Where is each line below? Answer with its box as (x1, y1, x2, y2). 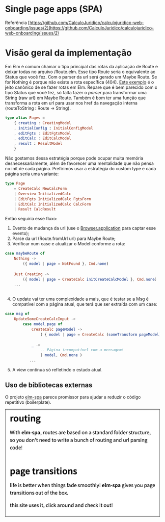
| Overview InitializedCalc (14, 191, 71, 196)
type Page (5, 181, 26, 186)
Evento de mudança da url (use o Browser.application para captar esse (12, 225, 156, 231)
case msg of (5, 312, 29, 316)
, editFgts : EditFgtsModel (14, 131, 71, 136)
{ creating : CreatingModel (14, 120, 71, 126)
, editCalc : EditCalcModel (14, 136, 71, 141)
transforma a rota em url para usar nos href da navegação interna (5, 100, 137, 106)
